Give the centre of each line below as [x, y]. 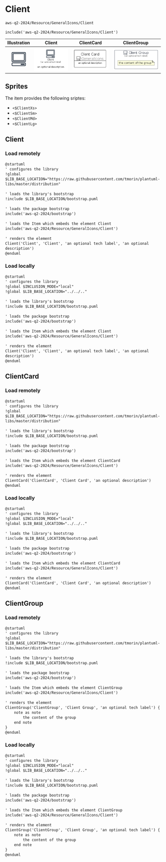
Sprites [17, 86]
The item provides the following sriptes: [45, 98]
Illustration [19, 43]
